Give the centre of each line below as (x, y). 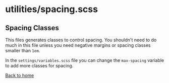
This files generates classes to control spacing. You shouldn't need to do (81, 40)
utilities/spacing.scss (52, 9)
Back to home (20, 75)
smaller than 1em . (23, 51)
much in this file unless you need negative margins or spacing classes (78, 45)
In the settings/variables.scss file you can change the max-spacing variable (85, 60)
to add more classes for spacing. (39, 66)
